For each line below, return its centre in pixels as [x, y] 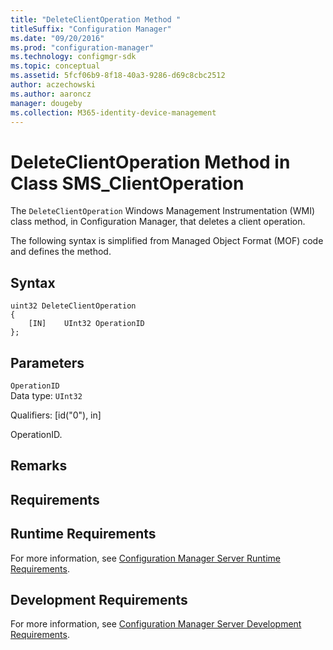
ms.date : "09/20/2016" [57, 38]
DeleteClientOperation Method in [150, 162]
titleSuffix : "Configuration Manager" [91, 29]
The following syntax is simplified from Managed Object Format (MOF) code [167, 241]
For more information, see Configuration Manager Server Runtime [145, 558]
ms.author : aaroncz [51, 94]
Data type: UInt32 [46, 395]
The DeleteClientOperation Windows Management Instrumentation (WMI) [163, 211]
